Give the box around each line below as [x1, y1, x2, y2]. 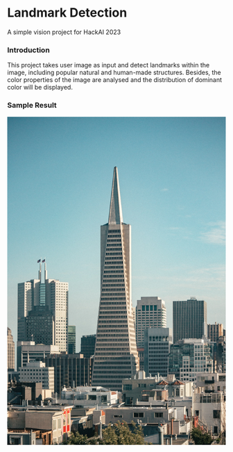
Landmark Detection [7, 5, 128, 21]
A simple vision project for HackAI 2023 [7, 28, 121, 36]
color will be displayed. [7, 83, 73, 92]
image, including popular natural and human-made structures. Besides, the [7, 68, 222, 77]
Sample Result [7, 101, 57, 110]
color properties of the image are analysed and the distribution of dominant [7, 76, 223, 84]
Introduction [7, 45, 50, 55]
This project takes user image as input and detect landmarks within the [7, 61, 210, 69]
